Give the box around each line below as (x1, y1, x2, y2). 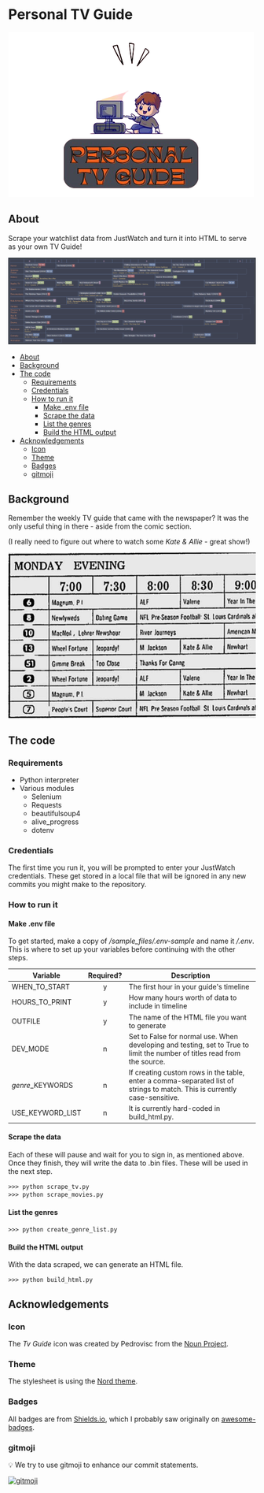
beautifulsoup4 (31, 808, 81, 818)
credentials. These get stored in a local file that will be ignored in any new (8, 871, 247, 881)
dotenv (31, 825, 55, 834)
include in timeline (128, 1001, 188, 1011)
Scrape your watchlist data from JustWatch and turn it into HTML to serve (8, 233, 247, 243)
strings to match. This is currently (128, 1085, 237, 1094)
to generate (128, 1020, 167, 1030)
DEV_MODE (11, 1044, 49, 1053)
